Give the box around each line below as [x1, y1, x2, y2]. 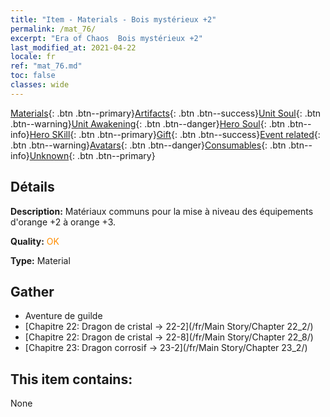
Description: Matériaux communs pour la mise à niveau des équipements [10, 205, 314, 217]
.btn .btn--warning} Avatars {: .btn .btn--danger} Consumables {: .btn [10, 139, 287, 151]
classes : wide [10, 80, 70, 90]
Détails [10, 179, 55, 196]
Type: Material [10, 254, 71, 266]
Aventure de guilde [24, 310, 103, 322]
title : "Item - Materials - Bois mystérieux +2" [10, 14, 217, 25]
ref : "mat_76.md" [10, 61, 83, 71]
